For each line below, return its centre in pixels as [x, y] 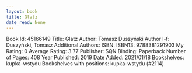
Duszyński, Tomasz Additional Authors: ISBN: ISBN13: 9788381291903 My [95, 45]
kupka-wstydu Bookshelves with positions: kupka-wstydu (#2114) [85, 64]
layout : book [22, 11]
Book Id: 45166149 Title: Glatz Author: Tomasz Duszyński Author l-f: [88, 39]
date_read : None [26, 22]
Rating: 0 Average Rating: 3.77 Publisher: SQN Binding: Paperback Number [96, 51]
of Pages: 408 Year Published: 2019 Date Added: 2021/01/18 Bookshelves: [95, 58]
